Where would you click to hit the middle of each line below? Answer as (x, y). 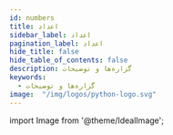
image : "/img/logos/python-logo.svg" (83, 94)
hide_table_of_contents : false (69, 60)
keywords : (28, 78)
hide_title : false (44, 52)
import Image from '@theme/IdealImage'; (86, 120)
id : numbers (32, 18)
